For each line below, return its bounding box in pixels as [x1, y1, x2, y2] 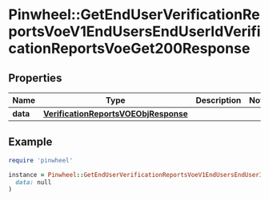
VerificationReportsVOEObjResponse [42, 108, 188, 119]
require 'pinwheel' [8, 156, 74, 164]
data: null [15, 178, 52, 186]
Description [195, 95, 242, 105]
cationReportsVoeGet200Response [8, 40, 251, 57]
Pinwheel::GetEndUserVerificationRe [8, 6, 260, 24]
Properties [8, 71, 62, 84]
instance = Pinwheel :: [8, 171, 84, 178]
